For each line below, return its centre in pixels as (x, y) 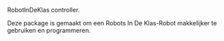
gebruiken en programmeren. (49, 30)
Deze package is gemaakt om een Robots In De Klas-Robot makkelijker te (112, 23)
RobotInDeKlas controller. (44, 10)
